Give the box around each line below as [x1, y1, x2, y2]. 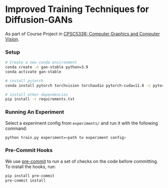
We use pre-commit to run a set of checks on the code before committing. [5, 158, 158, 164]
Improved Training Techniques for [5, 4, 149, 15]
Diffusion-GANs [5, 14, 73, 26]
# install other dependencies [5, 92, 68, 97]
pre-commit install [5, 178, 46, 183]
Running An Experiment [5, 109, 64, 116]
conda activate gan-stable [5, 69, 61, 74]
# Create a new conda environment [5, 60, 77, 65]
